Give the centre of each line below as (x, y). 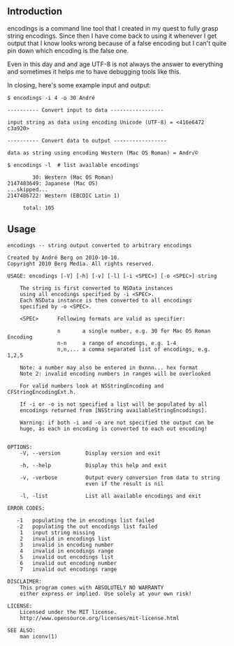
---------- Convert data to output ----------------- (87, 140)
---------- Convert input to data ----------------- (86, 110)
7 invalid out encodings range (68, 569)
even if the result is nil (124, 484)
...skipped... (28, 189)
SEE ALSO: (22, 630)
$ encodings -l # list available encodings (73, 165)
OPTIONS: (20, 447)
